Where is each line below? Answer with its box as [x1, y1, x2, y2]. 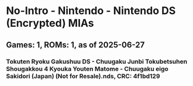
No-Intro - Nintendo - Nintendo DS [6, 4, 176, 18]
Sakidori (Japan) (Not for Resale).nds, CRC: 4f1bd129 [6, 72, 160, 80]
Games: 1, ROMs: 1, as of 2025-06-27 [6, 40, 145, 50]
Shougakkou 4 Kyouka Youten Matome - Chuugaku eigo [6, 64, 168, 73]
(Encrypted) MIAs [6, 16, 95, 30]
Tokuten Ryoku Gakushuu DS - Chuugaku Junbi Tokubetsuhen [6, 57, 188, 66]
